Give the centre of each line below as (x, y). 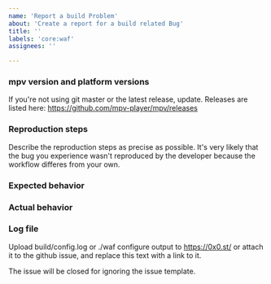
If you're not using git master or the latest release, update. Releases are (128, 99)
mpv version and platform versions (79, 82)
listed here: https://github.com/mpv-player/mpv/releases (103, 108)
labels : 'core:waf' (42, 39)
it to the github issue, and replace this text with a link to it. (105, 255)
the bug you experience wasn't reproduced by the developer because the (132, 155)
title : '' (25, 31)
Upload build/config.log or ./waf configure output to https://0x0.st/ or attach (136, 247)
